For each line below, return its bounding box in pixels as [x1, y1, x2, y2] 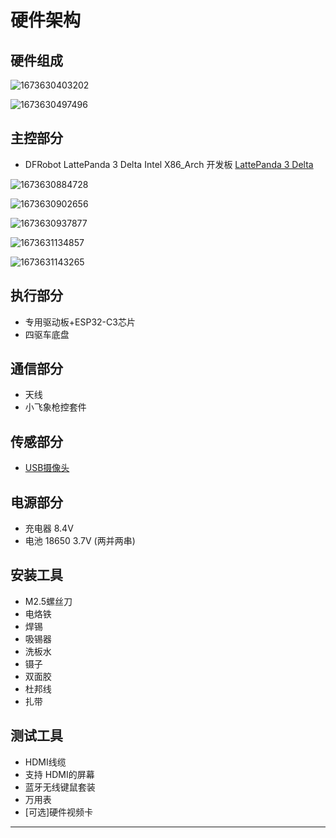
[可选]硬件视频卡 [24, 806, 94, 818]
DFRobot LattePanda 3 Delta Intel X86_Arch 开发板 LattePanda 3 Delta [24, 158, 314, 170]
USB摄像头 [24, 462, 70, 474]
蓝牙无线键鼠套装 [24, 781, 96, 793]
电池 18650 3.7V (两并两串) [24, 535, 136, 547]
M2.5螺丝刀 [24, 595, 73, 607]
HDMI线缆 [24, 756, 67, 768]
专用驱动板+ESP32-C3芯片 [24, 316, 136, 328]
